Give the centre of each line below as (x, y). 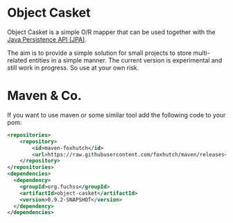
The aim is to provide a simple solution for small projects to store (100, 53)
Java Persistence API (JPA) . (47, 39)
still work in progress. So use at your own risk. (73, 67)
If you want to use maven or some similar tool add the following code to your (116, 115)
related (17, 60)
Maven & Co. (44, 96)
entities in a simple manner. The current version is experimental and (126, 60)
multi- (201, 53)
